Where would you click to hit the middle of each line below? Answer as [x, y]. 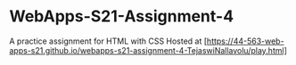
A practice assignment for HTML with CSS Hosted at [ [108, 41]
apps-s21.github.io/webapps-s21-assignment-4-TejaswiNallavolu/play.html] [148, 50]
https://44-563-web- [245, 41]
